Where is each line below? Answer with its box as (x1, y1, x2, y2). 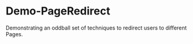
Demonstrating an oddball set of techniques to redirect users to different (5, 24, 187, 31)
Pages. (5, 30, 23, 37)
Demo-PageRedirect (5, 4, 110, 18)
